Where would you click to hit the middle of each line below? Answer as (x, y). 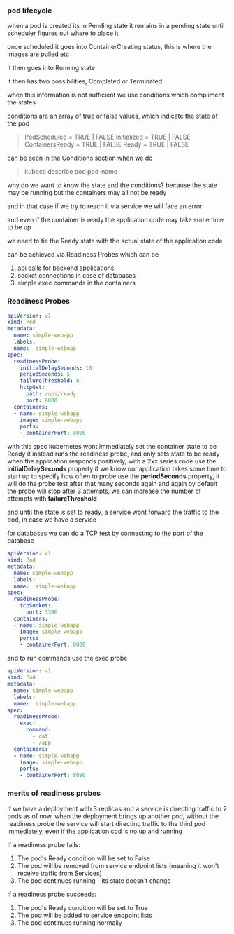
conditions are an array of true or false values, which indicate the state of (113, 116)
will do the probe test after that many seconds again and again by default (112, 484)
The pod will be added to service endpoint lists (85, 915)
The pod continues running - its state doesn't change (94, 880)
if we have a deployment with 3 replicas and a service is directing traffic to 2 (117, 808)
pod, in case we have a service (52, 520)
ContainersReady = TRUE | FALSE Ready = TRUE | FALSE (107, 144)
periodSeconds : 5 (45, 374)
